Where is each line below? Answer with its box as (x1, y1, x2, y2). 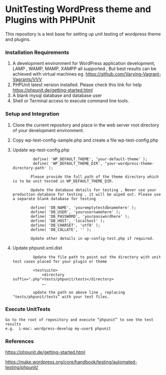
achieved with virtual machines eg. (12, 71, 85, 77)
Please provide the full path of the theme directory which (31, 174, 159, 179)
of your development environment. (12, 127, 84, 133)
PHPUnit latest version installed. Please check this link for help (12, 82, 142, 88)
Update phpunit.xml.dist (12, 244, 63, 251)
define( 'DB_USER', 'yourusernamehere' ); (31, 209, 121, 215)
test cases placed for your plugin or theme (12, 259, 107, 264)
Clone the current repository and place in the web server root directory (12, 122, 159, 128)
